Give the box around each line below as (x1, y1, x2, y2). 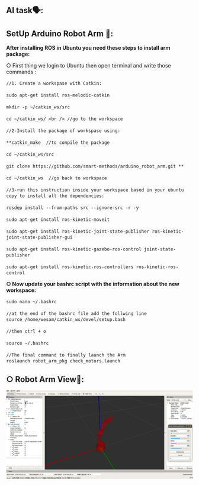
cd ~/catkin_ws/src (6, 152, 54, 158)
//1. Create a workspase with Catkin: (6, 81, 102, 86)
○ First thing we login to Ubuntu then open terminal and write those (6, 62, 172, 69)
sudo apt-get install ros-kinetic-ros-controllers (6, 264, 134, 270)
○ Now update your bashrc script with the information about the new (6, 281, 179, 288)
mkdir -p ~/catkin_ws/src (6, 104, 70, 110)
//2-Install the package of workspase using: (6, 128, 120, 134)
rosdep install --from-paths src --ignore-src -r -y (6, 205, 139, 211)
